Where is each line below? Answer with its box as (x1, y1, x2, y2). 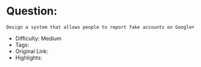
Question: (6, 4, 58, 18)
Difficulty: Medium (15, 34, 62, 42)
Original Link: (15, 47, 49, 55)
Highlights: (15, 54, 43, 61)
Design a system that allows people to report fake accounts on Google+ (6, 24, 195, 30)
